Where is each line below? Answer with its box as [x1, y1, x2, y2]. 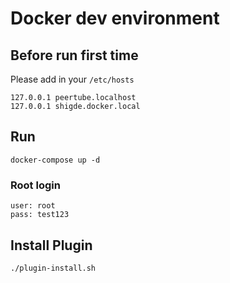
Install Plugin [10, 237, 93, 254]
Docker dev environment [10, 7, 220, 30]
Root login [10, 178, 61, 192]
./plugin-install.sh [10, 263, 97, 273]
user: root [10, 201, 56, 211]
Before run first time [10, 47, 139, 64]
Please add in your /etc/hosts [10, 73, 135, 85]
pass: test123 [10, 210, 70, 220]
